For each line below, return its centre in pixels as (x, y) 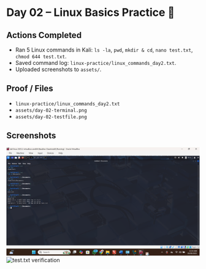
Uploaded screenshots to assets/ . (58, 69)
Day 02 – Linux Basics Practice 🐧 (91, 13)
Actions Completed (44, 35)
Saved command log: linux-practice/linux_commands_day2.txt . (96, 63)
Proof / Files (30, 89)
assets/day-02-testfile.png (51, 117)
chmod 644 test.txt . (41, 56)
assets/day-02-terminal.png (51, 110)
